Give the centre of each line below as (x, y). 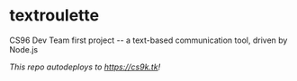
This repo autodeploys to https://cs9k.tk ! (85, 67)
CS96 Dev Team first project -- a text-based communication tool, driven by (148, 40)
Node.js (24, 49)
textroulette (54, 16)
